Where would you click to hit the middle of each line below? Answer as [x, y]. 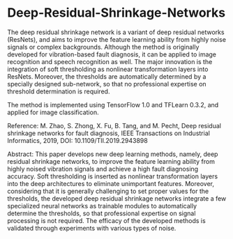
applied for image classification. [53, 112]
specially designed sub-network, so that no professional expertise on [107, 84]
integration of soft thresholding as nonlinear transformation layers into [108, 69]
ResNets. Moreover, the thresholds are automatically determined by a [107, 76]
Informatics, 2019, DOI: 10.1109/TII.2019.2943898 [77, 140]
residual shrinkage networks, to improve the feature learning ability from [111, 161]
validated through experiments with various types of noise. [92, 228]
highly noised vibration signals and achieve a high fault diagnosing [103, 169]
